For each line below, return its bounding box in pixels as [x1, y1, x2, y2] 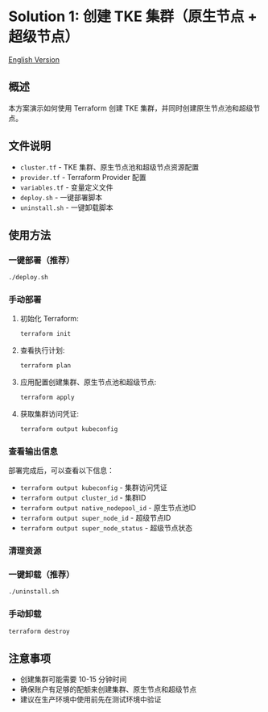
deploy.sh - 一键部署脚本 [19, 192, 103, 202]
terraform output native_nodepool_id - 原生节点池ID [19, 503, 196, 513]
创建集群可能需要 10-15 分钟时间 [19, 675, 127, 685]
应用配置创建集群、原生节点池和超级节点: [19, 377, 157, 387]
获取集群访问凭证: [19, 409, 79, 419]
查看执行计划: [19, 346, 65, 355]
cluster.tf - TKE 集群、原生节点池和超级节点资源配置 [19, 162, 200, 172]
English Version [8, 54, 60, 65]
